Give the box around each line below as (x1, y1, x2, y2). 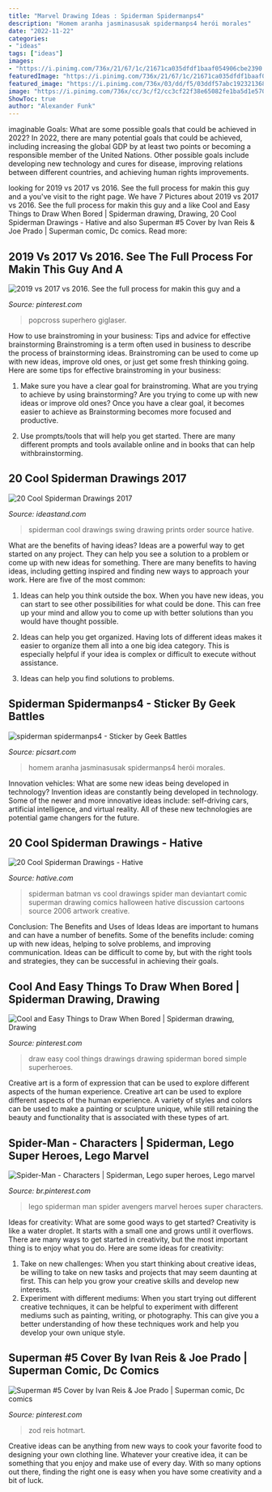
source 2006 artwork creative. (28, 906, 130, 916)
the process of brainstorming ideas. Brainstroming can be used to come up (8, 347, 259, 357)
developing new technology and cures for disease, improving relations (8, 159, 243, 168)
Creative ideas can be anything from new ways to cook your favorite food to (8, 1441, 262, 1451)
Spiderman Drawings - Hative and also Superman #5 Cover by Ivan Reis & (8, 218, 255, 228)
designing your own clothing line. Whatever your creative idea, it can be (8, 1449, 249, 1459)
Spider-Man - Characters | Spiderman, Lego (8, 1136, 235, 1150)
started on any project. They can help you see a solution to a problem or (8, 548, 249, 559)
